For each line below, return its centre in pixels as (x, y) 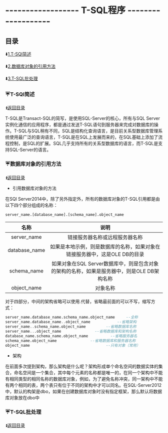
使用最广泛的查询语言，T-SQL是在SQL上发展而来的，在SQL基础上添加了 (84, 137)
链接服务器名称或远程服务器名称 (105, 237)
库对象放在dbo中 (22, 397)
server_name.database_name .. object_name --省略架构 (71, 322)
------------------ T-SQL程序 (65, 10)
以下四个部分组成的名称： (31, 205)
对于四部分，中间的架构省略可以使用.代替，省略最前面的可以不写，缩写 (78, 302)
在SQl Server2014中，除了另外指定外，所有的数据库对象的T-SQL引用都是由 (82, 199)
